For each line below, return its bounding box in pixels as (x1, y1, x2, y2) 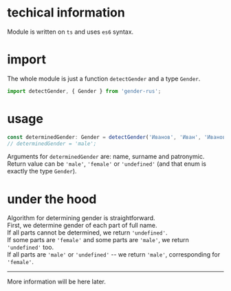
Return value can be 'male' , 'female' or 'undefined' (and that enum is (7, 160, 206, 168)
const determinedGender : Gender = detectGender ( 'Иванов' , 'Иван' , (7, 133, 201, 140)
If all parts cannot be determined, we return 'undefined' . (7, 228, 168, 237)
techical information (7, 5, 125, 21)
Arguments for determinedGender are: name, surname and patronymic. (7, 153, 205, 161)
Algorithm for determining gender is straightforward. (7, 214, 155, 222)
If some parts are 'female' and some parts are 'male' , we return (7, 236, 189, 244)
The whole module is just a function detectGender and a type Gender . (7, 74, 201, 83)
